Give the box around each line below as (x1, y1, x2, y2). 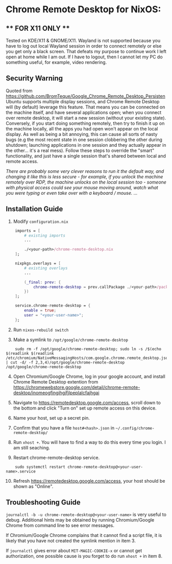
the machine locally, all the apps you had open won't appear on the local (6, 125, 158, 131)
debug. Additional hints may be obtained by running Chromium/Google (6, 517, 155, 523)
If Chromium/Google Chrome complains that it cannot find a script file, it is (6, 532, 162, 538)
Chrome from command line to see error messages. (6, 523, 114, 529)
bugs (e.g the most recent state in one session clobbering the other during (6, 137, 163, 143)
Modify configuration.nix (13, 218, 68, 224)
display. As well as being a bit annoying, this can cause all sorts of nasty (6, 131, 158, 137)
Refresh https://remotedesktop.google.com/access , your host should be (13, 478, 165, 484)
